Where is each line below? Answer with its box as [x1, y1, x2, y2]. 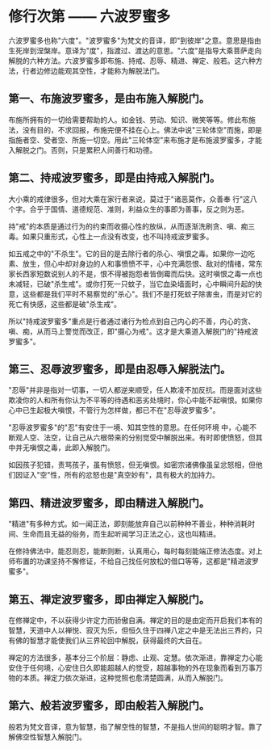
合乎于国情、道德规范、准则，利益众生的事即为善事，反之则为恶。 [29, 204, 248, 214]
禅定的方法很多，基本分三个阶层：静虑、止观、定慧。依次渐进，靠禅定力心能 [8, 653, 263, 663]
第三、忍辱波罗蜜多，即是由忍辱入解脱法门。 [8, 362, 231, 376]
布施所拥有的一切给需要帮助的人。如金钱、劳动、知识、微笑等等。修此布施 [8, 115, 256, 124]
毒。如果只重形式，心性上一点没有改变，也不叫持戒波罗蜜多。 [8, 231, 214, 241]
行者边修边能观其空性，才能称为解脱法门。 [22, 65, 164, 75]
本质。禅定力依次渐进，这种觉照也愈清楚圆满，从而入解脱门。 [22, 673, 227, 683]
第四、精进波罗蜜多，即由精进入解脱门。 [8, 496, 210, 510]
